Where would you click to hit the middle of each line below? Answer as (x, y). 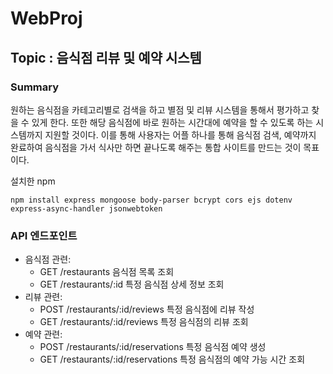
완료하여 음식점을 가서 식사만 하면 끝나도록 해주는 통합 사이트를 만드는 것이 (156, 147)
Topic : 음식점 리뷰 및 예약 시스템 (106, 57)
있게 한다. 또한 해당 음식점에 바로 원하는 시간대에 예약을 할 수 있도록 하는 (172, 122)
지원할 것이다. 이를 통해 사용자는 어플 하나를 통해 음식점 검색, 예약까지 (180, 134)
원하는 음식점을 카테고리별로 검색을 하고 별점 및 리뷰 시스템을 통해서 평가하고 (160, 109)
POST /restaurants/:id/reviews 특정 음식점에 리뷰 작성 (147, 309)
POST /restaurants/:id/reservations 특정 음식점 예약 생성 (153, 347)
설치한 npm (33, 181)
